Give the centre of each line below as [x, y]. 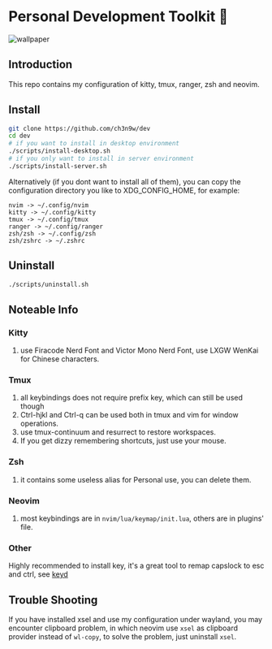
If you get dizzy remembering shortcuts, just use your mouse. [123, 441]
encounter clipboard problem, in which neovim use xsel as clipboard [123, 628]
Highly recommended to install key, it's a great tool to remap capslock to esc [136, 566]
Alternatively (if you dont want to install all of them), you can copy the [125, 181]
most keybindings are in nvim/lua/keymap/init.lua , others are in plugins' [142, 518]
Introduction [41, 65]
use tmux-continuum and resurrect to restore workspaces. [118, 432]
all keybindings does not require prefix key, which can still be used [132, 398]
